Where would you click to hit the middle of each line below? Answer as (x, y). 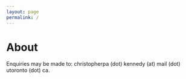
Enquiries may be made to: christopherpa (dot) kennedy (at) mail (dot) (93, 64)
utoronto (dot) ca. (28, 71)
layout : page (23, 12)
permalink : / (23, 17)
